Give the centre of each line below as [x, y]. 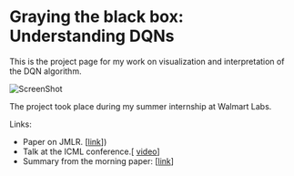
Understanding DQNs [92, 36]
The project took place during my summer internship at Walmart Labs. [141, 106]
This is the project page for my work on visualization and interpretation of [147, 61]
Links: [20, 124]
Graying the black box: [96, 17]
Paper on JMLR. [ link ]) [65, 141]
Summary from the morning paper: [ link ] [98, 160]
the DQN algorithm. [46, 71]
